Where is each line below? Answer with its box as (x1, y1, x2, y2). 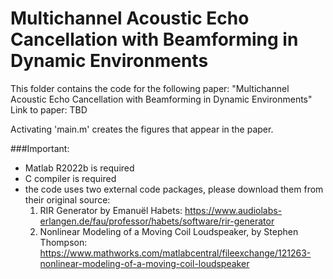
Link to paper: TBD (10, 103, 88, 116)
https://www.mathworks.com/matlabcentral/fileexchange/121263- (39, 247, 312, 259)
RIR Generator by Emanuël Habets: (39, 204, 183, 216)
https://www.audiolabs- (184, 204, 283, 216)
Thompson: (39, 236, 88, 248)
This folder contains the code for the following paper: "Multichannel (10, 82, 290, 94)
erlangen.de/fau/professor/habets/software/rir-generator (39, 215, 275, 227)
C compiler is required (24, 172, 117, 184)
